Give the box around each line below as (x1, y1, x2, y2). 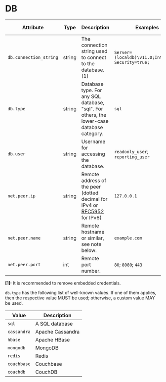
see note (81, 240, 102, 247)
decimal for (81, 195, 108, 202)
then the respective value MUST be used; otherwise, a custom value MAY (5, 295, 155, 301)
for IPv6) (81, 214, 102, 221)
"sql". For (81, 105, 103, 112)
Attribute (22, 24, 44, 31)
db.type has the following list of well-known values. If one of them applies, (5, 289, 157, 295)
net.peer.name (7, 235, 41, 240)
